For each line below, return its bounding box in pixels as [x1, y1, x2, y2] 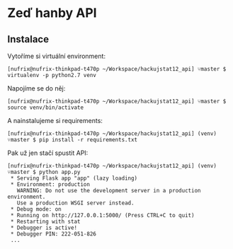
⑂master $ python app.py [7, 168, 81, 175]
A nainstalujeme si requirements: [7, 117, 103, 124]
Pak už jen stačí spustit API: [7, 149, 89, 157]
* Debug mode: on [10, 206, 62, 213]
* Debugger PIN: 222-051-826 [10, 231, 97, 238]
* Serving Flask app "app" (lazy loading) [10, 175, 138, 182]
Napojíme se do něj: [7, 84, 66, 93]
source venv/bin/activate [7, 104, 84, 111]
